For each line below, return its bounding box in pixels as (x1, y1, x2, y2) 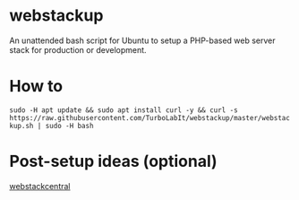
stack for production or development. (9, 44, 147, 55)
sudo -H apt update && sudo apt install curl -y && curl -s (9, 105, 239, 115)
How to (9, 76, 64, 97)
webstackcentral (9, 180, 71, 191)
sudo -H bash (45, 121, 94, 130)
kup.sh (9, 121, 34, 130)
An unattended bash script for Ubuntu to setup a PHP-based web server (9, 35, 276, 46)
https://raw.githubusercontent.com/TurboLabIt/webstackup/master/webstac (9, 113, 291, 122)
